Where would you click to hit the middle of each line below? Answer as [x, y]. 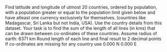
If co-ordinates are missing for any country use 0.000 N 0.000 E [71, 44]
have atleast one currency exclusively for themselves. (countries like [76, 18]
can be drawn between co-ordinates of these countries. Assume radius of [81, 33]
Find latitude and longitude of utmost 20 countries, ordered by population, [81, 7]
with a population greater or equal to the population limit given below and [80, 12]
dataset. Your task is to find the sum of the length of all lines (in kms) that [80, 28]
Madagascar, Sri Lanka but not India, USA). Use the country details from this [83, 23]
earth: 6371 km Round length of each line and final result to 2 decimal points [83, 39]
